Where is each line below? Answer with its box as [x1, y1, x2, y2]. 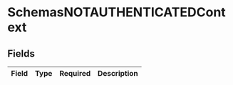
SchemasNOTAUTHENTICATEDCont [7, 4, 226, 21]
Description [97, 69, 139, 78]
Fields [7, 47, 36, 59]
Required [59, 69, 91, 78]
